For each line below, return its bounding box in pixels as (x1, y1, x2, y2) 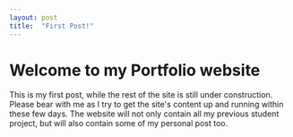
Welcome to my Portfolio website (9, 60, 261, 81)
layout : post (9, 13, 58, 22)
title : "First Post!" (9, 21, 94, 30)
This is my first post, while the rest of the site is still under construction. (9, 90, 273, 100)
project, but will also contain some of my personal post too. (9, 118, 228, 129)
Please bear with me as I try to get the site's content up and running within (9, 99, 284, 110)
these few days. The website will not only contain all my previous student (9, 108, 280, 119)
